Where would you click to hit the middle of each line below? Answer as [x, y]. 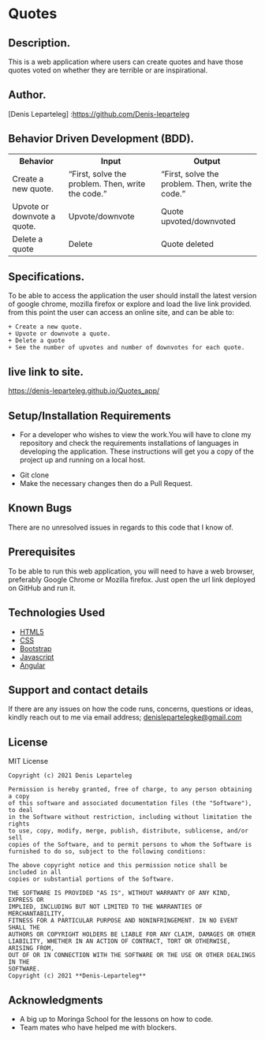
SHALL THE [24, 928]
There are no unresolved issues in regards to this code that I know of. [121, 527]
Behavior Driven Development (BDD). [101, 139]
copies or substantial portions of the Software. [91, 879]
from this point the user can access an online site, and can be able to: [121, 312]
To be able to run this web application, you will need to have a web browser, [131, 571]
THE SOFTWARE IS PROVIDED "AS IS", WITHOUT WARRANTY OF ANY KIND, [119, 893]
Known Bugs [40, 509]
